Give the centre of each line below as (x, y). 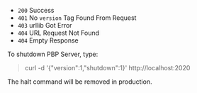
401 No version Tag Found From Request (77, 18)
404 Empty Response (48, 40)
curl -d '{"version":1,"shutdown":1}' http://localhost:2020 (107, 68)
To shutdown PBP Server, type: (53, 54)
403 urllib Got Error (45, 25)
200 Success (36, 10)
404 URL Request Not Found (58, 33)
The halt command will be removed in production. (80, 82)
